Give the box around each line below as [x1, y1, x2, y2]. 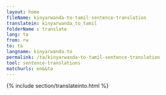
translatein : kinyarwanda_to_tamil [6, 20, 97, 26]
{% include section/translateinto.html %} [6, 82, 109, 90]
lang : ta [6, 32, 29, 38]
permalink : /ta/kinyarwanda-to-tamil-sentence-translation [6, 54, 160, 60]
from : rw [6, 37, 29, 43]
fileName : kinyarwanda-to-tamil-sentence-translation [6, 15, 147, 21]
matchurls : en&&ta [6, 65, 53, 72]
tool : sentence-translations [6, 60, 81, 66]
